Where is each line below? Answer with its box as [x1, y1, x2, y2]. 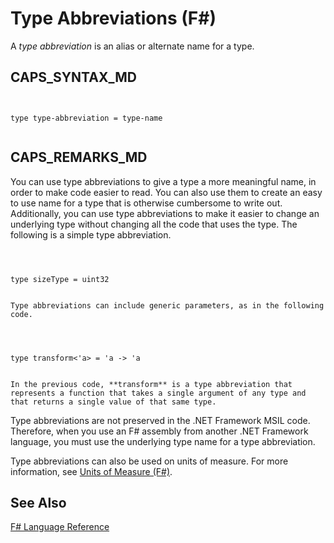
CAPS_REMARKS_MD [10, 149, 148, 166]
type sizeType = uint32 [10, 274, 110, 284]
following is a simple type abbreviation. [10, 228, 172, 241]
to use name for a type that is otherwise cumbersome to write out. [10, 197, 283, 209]
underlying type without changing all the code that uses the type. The [10, 218, 298, 230]
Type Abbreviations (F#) [10, 7, 217, 30]
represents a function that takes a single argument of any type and [10, 388, 307, 398]
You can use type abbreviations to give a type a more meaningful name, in [10, 175, 317, 187]
